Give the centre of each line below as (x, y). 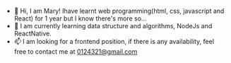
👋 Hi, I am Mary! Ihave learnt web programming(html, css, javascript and (119, 11)
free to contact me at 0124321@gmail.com (76, 52)
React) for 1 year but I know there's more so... (80, 18)
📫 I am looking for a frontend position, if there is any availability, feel (114, 41)
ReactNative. (32, 33)
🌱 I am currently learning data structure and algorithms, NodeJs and (113, 26)
